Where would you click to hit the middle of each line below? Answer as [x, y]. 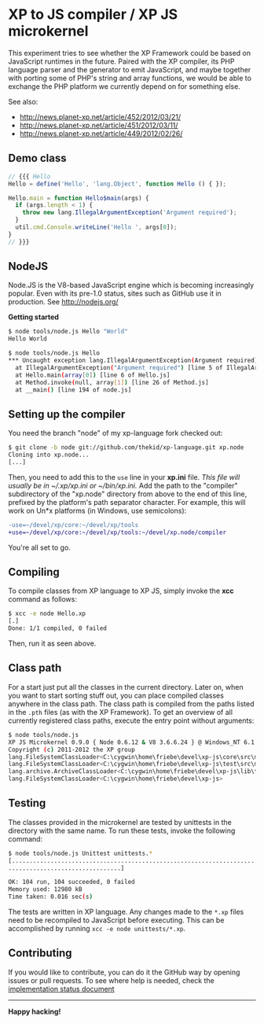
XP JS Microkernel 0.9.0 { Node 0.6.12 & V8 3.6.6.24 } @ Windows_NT [125, 742]
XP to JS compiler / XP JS [93, 15]
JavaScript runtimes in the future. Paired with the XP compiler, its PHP [121, 61]
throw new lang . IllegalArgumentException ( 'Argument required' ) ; [130, 213]
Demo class [37, 158]
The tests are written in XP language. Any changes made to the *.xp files [126, 912]
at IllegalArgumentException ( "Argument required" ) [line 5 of [119, 367]
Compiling [34, 572]
